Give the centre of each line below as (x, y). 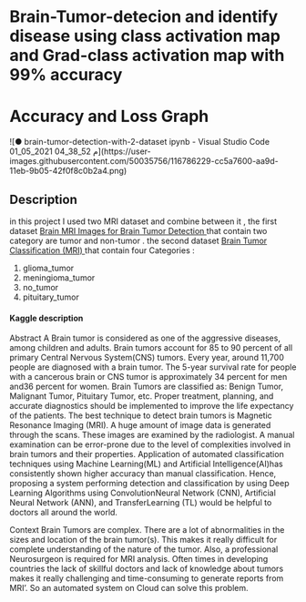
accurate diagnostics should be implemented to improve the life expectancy (152, 406)
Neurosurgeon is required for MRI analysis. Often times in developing (139, 559)
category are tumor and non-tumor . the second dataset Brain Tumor (138, 240)
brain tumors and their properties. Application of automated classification (147, 454)
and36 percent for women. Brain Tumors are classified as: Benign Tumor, (147, 387)
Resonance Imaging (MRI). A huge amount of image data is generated (140, 425)
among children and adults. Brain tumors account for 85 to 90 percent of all (151, 348)
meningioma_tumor (59, 277)
